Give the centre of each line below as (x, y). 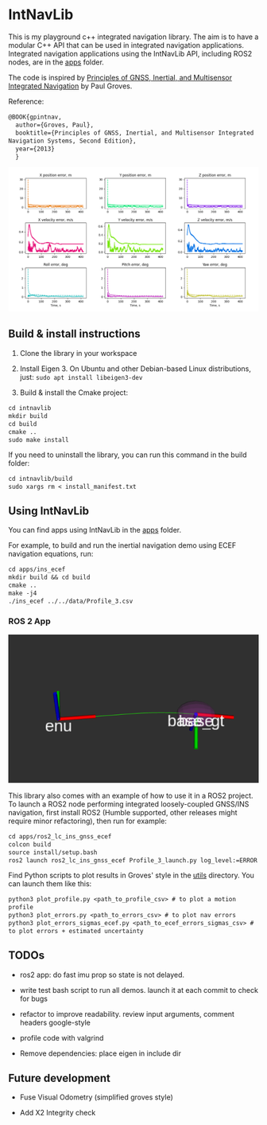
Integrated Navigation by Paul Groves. (70, 86)
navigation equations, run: (51, 554)
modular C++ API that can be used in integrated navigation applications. (126, 45)
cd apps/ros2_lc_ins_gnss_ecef (60, 836)
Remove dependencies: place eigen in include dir (100, 1053)
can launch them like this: (50, 883)
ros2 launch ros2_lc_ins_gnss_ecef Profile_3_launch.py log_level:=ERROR (133, 860)
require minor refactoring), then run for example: (87, 821)
